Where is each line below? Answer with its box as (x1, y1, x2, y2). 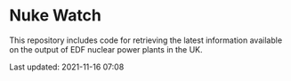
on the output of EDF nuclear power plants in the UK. (9, 44, 203, 54)
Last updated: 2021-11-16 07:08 (9, 61, 125, 72)
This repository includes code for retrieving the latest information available (9, 35, 283, 45)
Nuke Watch (9, 5, 102, 26)
